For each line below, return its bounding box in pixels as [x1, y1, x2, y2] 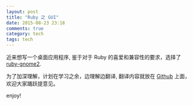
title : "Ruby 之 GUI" [6, 14, 59, 20]
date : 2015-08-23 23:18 [6, 20, 66, 26]
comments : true [6, 25, 44, 32]
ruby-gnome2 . [6, 60, 42, 67]
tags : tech [6, 36, 33, 42]
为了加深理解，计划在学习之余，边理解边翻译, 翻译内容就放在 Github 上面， [6, 73, 191, 79]
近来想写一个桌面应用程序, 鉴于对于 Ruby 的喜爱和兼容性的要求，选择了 [6, 54, 182, 60]
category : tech [6, 31, 44, 37]
